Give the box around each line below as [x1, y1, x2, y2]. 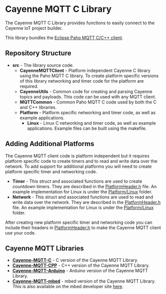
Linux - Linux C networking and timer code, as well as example [27, 120, 156, 126]
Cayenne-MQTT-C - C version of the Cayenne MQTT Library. [12, 257, 139, 263]
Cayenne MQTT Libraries [5, 244, 84, 252]
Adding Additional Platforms [5, 140, 95, 148]
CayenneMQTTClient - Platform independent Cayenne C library [19, 67, 151, 73]
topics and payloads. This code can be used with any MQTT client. [19, 94, 156, 99]
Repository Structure [5, 49, 72, 57]
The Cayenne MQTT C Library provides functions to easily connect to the [5, 20, 155, 26]
